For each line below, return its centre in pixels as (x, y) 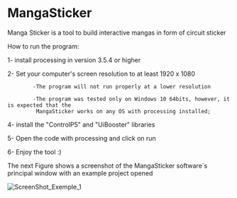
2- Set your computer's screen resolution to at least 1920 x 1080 (101, 74)
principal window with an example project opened (80, 173)
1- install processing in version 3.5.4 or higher (74, 60)
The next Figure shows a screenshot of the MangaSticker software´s (108, 165)
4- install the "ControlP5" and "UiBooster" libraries (81, 124)
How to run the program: (43, 46)
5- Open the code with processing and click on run (82, 138)
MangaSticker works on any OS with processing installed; (123, 111)
